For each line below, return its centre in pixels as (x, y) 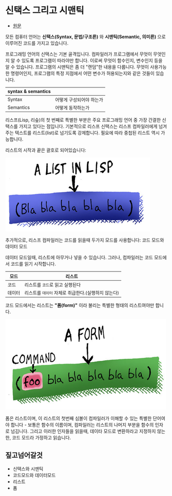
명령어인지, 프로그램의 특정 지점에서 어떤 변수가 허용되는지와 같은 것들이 (83, 73)
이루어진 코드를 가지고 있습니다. (37, 43)
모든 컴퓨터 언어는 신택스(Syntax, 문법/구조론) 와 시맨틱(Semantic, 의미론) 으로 (85, 36)
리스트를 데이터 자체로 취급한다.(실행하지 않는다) (72, 293)
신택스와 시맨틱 (28, 469)
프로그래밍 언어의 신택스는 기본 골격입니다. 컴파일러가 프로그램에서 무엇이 (79, 54)
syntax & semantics (29, 91)
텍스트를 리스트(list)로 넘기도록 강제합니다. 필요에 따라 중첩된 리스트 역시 (87, 133)
